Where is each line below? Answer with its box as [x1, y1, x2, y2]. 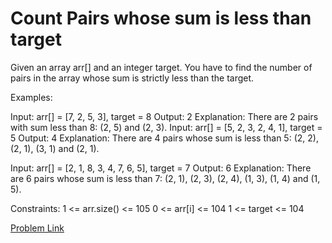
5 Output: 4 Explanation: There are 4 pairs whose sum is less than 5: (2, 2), [10, 132, 319, 144]
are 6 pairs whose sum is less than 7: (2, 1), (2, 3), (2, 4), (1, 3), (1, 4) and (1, [10, 172, 321, 184]
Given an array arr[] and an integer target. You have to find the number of [10, 61, 313, 73]
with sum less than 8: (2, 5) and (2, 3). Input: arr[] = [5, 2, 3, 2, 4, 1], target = [10, 121, 323, 133]
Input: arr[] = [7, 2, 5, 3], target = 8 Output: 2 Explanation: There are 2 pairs [10, 110, 319, 122]
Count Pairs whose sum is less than [10, 7, 312, 30]
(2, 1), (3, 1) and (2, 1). [10, 142, 100, 154]
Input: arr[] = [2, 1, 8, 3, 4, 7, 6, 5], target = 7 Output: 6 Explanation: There [10, 162, 312, 174]
